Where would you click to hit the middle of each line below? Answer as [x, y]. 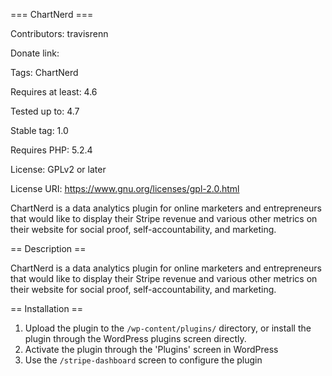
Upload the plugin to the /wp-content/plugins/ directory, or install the [168, 328]
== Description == [48, 248]
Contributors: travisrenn [59, 33]
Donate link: [35, 53]
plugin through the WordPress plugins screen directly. [135, 338]
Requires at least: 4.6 [54, 92]
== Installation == [47, 308]
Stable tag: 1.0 [39, 130]
